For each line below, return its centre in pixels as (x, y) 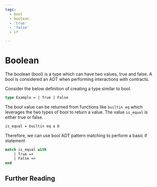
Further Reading (30, 178)
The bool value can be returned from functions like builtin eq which (74, 107)
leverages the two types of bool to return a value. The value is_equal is (77, 112)
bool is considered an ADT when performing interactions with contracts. (77, 79)
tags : (10, 9)
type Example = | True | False (37, 97)
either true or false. (24, 117)
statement (15, 140)
